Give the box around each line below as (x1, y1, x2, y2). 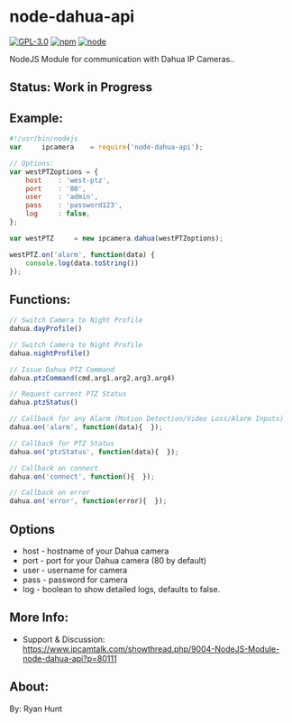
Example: (9, 110, 63, 125)
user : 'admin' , (25, 192, 99, 202)
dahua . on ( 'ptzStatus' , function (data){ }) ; (9, 447, 179, 456)
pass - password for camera (22, 574, 128, 585)
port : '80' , (25, 184, 87, 193)
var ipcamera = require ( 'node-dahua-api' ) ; (9, 142, 204, 152)
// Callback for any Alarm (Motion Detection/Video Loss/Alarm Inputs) (9, 415, 284, 424)
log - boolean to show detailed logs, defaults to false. (22, 584, 221, 595)
